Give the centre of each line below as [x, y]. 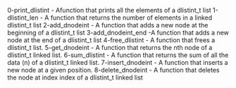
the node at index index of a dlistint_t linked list [75, 77]
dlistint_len [23, 18]
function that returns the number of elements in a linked [131, 18]
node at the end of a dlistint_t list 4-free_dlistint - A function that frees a [111, 40]
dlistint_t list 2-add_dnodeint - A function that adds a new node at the [108, 25]
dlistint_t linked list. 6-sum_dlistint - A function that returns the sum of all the [118, 55]
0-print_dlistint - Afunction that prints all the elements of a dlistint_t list [109, 10]
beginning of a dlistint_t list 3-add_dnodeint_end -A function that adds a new [118, 32]
